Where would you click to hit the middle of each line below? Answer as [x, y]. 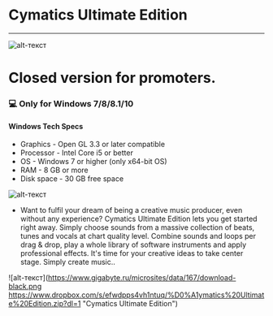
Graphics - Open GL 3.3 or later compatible [92, 145]
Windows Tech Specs [46, 126]
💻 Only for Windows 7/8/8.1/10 [71, 104]
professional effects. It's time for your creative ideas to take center [132, 253]
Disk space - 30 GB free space [72, 179]
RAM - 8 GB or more [54, 170]
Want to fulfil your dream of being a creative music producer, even [131, 210]
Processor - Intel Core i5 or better [77, 153]
